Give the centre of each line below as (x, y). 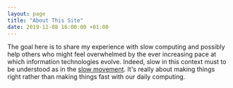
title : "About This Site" (45, 20)
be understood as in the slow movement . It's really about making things (111, 69)
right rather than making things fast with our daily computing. (96, 77)
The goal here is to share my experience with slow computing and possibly (116, 47)
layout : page (26, 14)
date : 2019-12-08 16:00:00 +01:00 (58, 27)
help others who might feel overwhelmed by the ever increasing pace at (112, 54)
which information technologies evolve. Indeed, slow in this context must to (117, 62)
